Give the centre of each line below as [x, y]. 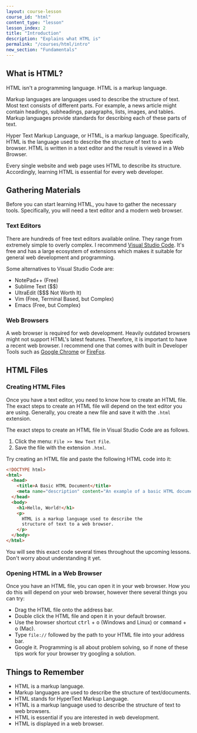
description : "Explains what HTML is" [53, 39]
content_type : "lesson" [35, 22]
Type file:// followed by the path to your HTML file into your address [99, 635]
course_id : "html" [28, 17]
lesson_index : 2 [26, 28]
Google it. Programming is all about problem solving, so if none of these [101, 647]
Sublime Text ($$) [36, 286]
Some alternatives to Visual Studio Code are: [60, 268]
